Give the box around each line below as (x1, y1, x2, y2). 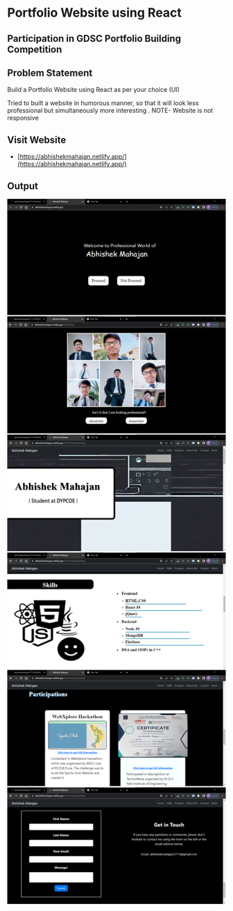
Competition (7, 43, 62, 55)
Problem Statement (7, 67, 93, 79)
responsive (7, 113, 40, 122)
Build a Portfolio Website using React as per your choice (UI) (7, 86, 180, 94)
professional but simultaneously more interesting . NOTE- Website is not (7, 106, 214, 115)
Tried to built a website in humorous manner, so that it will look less (7, 99, 199, 107)
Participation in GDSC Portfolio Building (7, 33, 182, 45)
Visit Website (7, 134, 67, 145)
